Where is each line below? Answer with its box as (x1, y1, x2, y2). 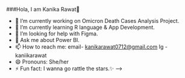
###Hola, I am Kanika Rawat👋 (6, 6, 80, 13)
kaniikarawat (14, 52, 47, 59)
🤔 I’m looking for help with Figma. (14, 30, 98, 37)
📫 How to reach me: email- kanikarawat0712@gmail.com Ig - (14, 43, 168, 50)
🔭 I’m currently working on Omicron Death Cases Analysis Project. (14, 17, 180, 24)
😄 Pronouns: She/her (14, 58, 69, 65)
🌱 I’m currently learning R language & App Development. (14, 24, 155, 31)
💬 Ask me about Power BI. (14, 37, 80, 43)
